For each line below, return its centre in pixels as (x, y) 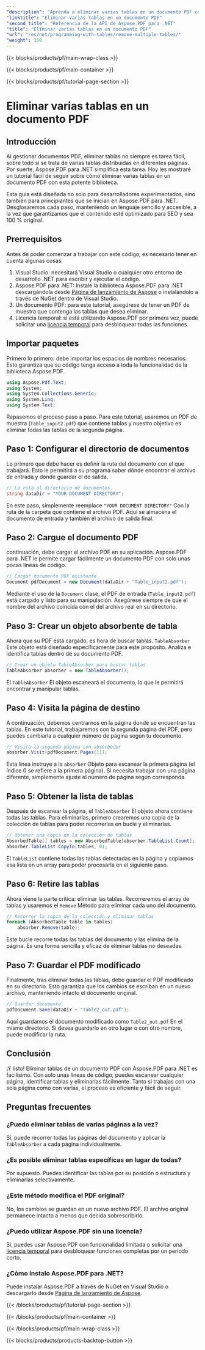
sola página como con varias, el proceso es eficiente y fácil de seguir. (94, 1088)
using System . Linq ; (31, 400)
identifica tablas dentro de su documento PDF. (65, 653)
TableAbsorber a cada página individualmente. (64, 1144)
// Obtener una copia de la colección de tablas (69, 835)
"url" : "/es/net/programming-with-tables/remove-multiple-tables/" (94, 35)
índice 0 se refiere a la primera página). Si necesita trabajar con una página (101, 771)
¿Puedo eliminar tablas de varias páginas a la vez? (82, 1124)
